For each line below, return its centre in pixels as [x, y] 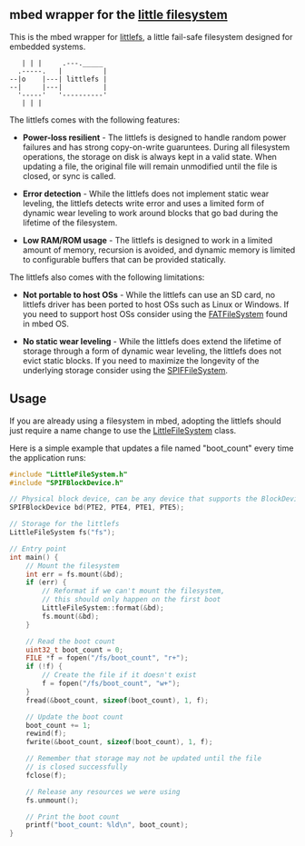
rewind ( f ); [46, 734]
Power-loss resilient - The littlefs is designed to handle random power [154, 137]
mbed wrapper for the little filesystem [119, 15]
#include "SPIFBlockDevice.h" [67, 483]
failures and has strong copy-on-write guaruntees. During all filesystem [156, 147]
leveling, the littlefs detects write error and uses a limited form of [143, 203]
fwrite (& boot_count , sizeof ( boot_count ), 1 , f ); [119, 742]
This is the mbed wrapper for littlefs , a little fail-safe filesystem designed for [151, 36]
